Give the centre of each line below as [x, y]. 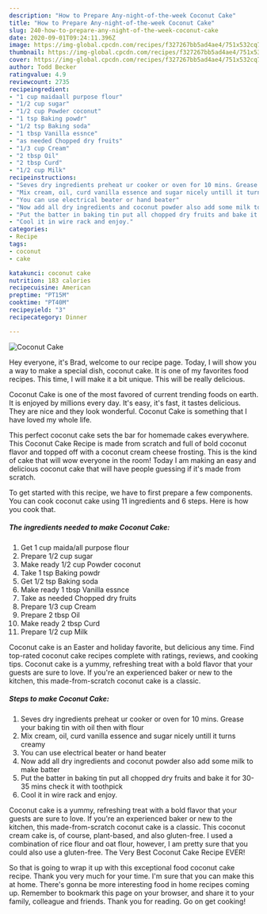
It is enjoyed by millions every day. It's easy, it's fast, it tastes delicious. [125, 403]
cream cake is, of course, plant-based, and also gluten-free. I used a [121, 835]
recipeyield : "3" [38, 310]
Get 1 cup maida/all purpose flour [75, 547]
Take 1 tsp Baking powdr [60, 572]
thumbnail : [27, 52]
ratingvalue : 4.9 [38, 75]
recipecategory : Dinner [48, 317]
